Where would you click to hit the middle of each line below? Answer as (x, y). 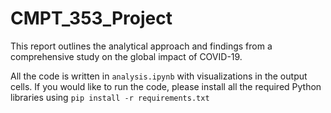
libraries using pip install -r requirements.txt (110, 97)
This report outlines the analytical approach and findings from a (141, 46)
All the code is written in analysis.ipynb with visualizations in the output (159, 76)
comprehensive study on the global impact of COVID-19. (126, 56)
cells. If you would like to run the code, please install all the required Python (166, 86)
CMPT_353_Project (91, 18)
